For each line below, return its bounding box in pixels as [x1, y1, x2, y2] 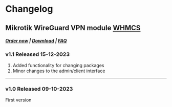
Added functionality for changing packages [12, 62, 104, 68]
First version [5, 97, 32, 103]
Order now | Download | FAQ [5, 38, 67, 44]
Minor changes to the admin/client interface [12, 68, 105, 74]
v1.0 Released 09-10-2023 [5, 85, 73, 92]
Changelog [5, 3, 53, 15]
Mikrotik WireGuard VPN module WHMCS [5, 24, 141, 32]
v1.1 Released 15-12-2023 [5, 51, 70, 58]
